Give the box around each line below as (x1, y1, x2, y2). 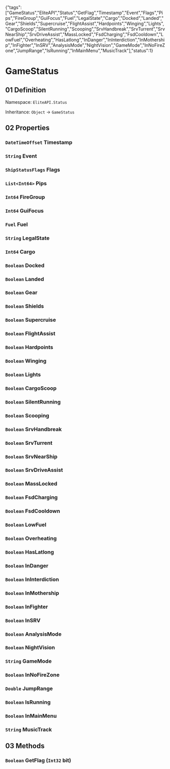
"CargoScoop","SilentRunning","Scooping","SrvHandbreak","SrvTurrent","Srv (5, 26, 165, 32)
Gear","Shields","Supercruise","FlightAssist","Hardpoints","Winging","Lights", (5, 20, 164, 26)
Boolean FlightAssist (5, 330, 56, 337)
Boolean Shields (5, 303, 44, 310)
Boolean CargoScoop (5, 384, 57, 391)
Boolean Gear (5, 289, 38, 296)
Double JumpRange (5, 685, 53, 692)
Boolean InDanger (5, 562, 49, 569)
